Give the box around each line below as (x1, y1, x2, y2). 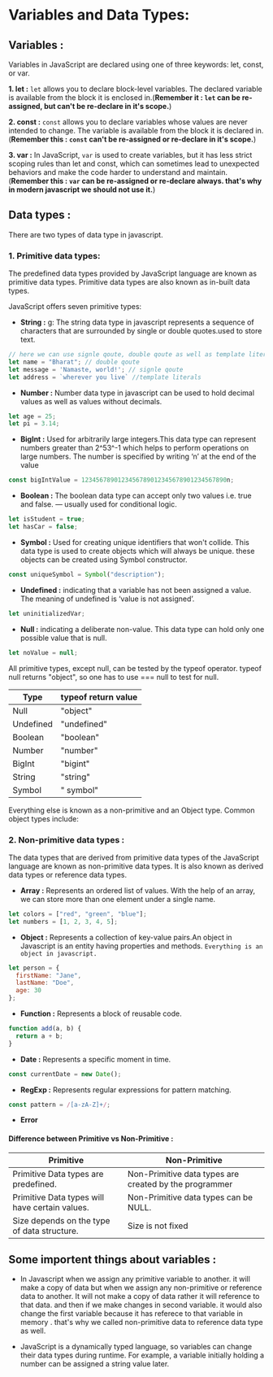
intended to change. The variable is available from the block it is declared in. (8, 126, 264, 135)
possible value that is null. (19, 633, 107, 643)
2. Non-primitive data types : (8, 834, 124, 845)
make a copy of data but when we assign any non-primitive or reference (19, 1283, 262, 1292)
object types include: (8, 813, 79, 823)
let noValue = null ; (8, 648, 79, 656)
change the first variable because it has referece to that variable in (19, 1309, 244, 1318)
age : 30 (15, 987, 42, 995)
